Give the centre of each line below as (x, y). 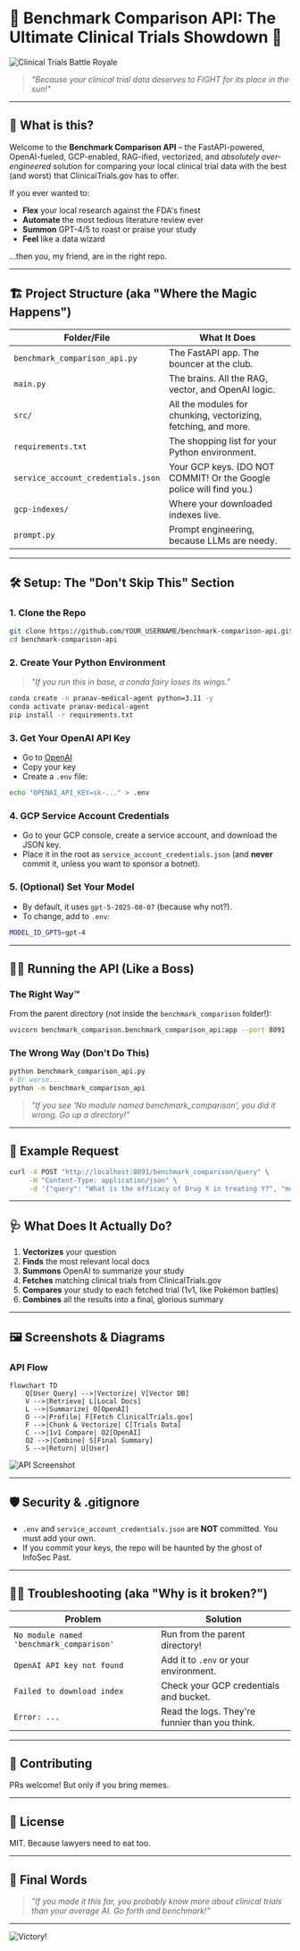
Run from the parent (203, 1634)
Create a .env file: (55, 777)
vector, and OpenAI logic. (221, 389)
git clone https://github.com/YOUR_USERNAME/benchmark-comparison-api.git (151, 631)
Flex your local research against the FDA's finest (111, 210)
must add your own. (59, 1538)
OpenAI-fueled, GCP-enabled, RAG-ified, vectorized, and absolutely (135, 157)
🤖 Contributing (51, 1764)
